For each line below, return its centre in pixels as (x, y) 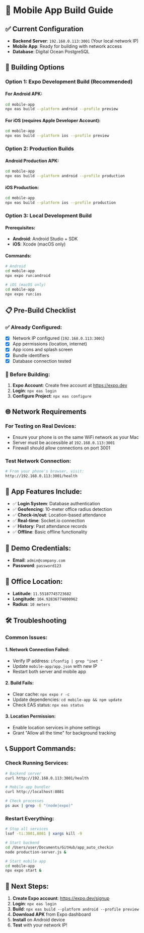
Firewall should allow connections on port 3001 (61, 448)
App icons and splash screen (43, 350)
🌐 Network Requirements (46, 412)
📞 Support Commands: (41, 749)
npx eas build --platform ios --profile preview (57, 136)
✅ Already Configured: (33, 327)
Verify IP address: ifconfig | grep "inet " (57, 661)
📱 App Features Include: (44, 492)
